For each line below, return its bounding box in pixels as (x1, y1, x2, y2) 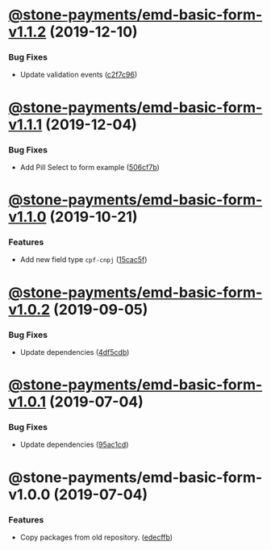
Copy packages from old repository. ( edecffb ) (19, 532, 173, 542)
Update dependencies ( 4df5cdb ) (19, 347, 130, 356)
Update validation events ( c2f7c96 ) (19, 70, 138, 80)
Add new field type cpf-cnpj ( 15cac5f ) (19, 255, 148, 265)
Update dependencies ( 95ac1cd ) (19, 440, 129, 449)
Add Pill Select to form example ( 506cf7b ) (19, 162, 160, 172)
